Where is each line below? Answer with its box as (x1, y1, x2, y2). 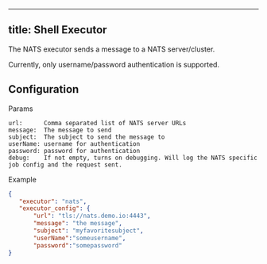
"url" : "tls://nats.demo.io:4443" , (33, 212, 151, 220)
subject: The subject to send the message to (8, 132, 165, 141)
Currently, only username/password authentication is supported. (8, 59, 220, 69)
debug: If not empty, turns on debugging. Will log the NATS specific (8, 154, 258, 162)
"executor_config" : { (18, 205, 91, 212)
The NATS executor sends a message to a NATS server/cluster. (8, 44, 215, 54)
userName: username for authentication (8, 140, 141, 147)
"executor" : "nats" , (18, 197, 87, 205)
